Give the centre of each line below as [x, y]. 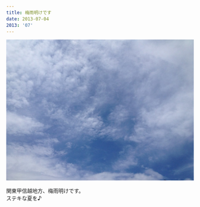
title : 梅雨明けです [29, 13]
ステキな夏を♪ [24, 198]
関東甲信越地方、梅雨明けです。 [45, 191]
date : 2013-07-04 [28, 19]
